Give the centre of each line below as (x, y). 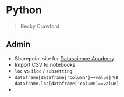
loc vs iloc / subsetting (43, 71)
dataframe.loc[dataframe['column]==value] (67, 84)
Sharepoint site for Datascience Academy (64, 58)
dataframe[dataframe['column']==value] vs (66, 77)
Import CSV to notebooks (45, 64)
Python (24, 10)
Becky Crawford (40, 26)
